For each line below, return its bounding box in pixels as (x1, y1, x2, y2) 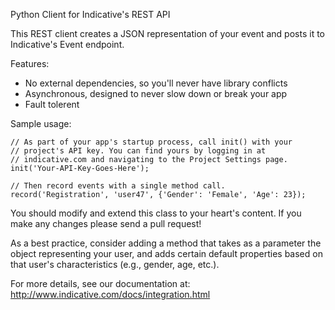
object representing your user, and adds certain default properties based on (10, 248, 323, 259)
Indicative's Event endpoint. (10, 39, 125, 50)
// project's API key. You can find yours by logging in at (10, 146, 267, 156)
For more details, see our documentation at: (10, 278, 191, 289)
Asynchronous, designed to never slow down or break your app (24, 88, 288, 99)
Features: (10, 58, 50, 69)
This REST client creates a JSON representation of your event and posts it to (10, 28, 325, 39)
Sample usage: (10, 118, 72, 129)
